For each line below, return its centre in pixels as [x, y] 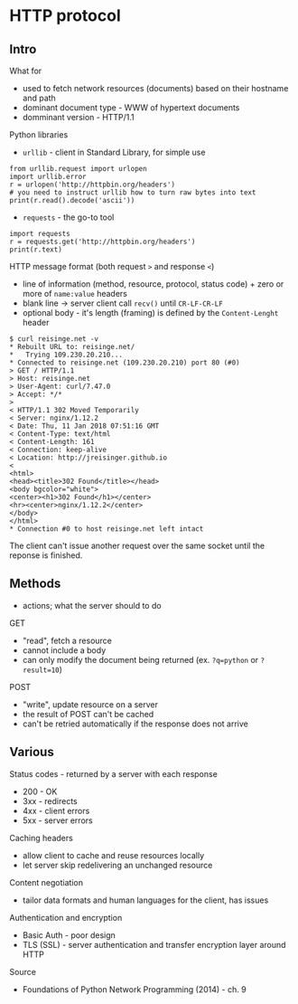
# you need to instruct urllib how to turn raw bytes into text [133, 193]
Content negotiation [47, 882]
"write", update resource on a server [90, 704]
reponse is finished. [46, 555]
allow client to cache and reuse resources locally [113, 855]
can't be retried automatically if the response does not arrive [135, 724]
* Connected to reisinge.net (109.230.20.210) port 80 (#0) [125, 363]
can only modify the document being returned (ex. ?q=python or [140, 659]
